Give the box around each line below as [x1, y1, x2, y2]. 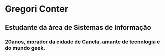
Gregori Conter [5, 3, 69, 15]
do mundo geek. [5, 44, 46, 51]
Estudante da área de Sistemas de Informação [5, 23, 151, 32]
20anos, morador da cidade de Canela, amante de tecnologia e [5, 38, 160, 45]
